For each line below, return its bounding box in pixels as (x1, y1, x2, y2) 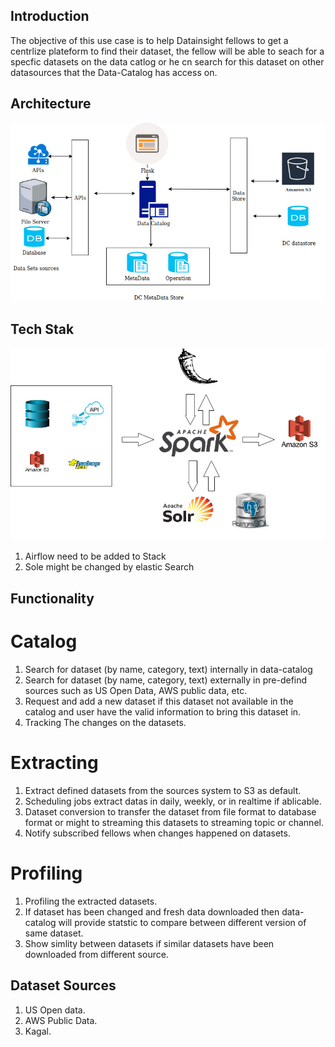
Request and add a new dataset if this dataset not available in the (24, 695, 294, 707)
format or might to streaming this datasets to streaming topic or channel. (24, 816, 324, 828)
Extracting (10, 752, 99, 774)
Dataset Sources (10, 977, 117, 994)
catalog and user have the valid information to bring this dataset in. (24, 705, 302, 718)
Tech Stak (10, 321, 75, 338)
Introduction (10, 8, 90, 25)
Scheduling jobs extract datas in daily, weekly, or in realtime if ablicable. (24, 795, 322, 807)
